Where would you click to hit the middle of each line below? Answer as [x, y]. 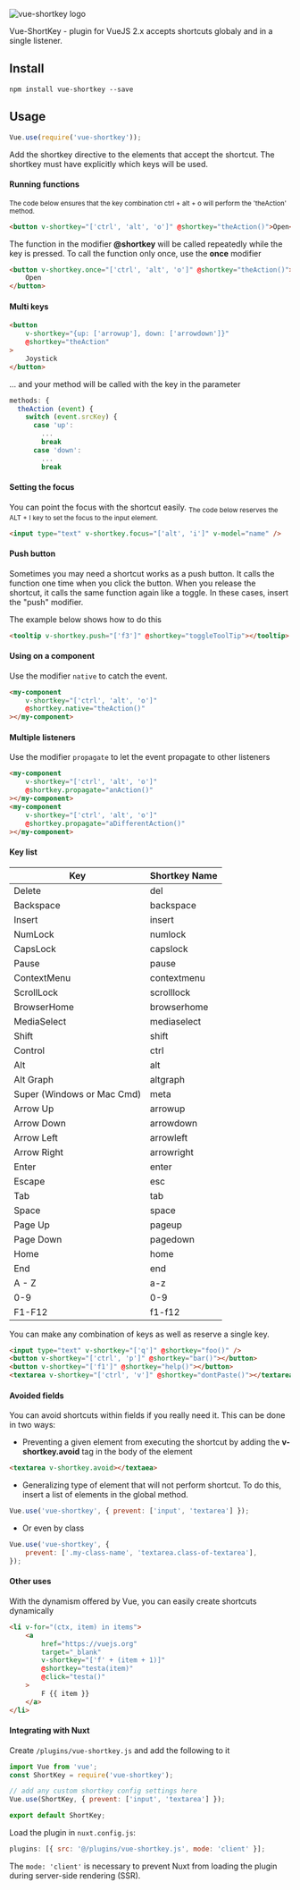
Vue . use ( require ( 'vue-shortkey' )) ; [75, 137]
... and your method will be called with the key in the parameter [125, 384]
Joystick [42, 359]
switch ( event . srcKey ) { [71, 417]
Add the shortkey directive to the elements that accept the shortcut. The [142, 154]
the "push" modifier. [46, 602]
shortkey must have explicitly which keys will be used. [108, 164]
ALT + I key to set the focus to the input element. [84, 518]
